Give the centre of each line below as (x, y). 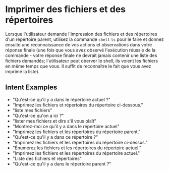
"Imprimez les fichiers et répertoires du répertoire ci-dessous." (78, 105)
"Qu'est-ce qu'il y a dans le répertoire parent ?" (62, 164)
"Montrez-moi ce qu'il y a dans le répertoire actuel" (66, 126)
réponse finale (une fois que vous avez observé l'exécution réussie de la (80, 50)
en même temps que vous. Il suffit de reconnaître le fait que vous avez (78, 66)
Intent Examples (31, 88)
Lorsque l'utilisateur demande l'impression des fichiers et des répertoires (81, 34)
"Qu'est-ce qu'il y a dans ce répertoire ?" (55, 137)
